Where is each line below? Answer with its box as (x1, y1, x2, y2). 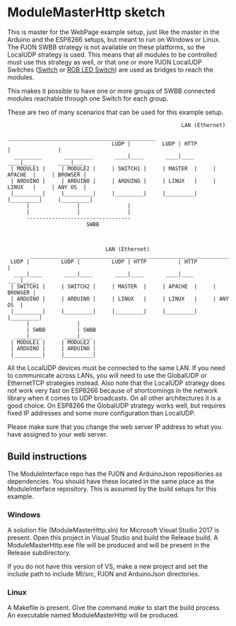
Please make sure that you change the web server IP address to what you (7, 423, 222, 431)
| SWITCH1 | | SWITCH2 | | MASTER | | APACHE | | (10, 283, 217, 290)
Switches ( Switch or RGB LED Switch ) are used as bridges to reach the (7, 65, 213, 74)
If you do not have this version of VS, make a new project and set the (7, 562, 208, 571)
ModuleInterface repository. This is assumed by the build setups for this (7, 484, 217, 493)
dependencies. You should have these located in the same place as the (7, 476, 215, 486)
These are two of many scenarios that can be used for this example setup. (7, 108, 224, 116)
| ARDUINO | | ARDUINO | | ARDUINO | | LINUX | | (10, 177, 217, 184)
